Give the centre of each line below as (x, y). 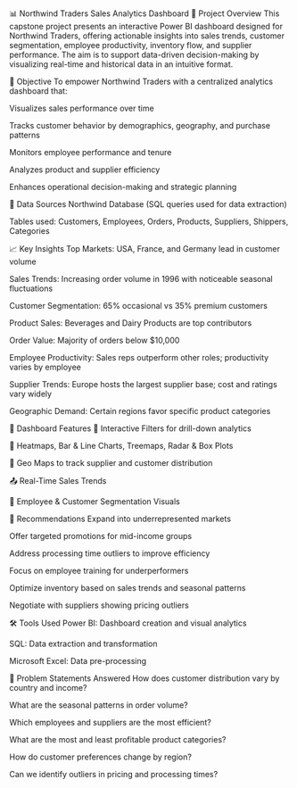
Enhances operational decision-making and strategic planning (123, 187)
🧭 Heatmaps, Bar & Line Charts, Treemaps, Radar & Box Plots (121, 446)
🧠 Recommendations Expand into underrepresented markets (120, 518)
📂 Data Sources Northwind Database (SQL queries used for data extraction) (148, 204)
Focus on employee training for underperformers (99, 571)
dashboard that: (38, 91)
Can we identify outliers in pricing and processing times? (114, 774)
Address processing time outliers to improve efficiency (110, 553)
